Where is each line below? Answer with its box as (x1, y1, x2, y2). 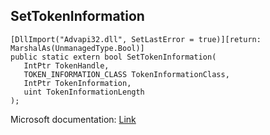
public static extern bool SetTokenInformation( (10, 52, 217, 62)
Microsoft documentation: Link (10, 113, 137, 125)
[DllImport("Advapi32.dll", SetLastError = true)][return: (10, 34, 262, 44)
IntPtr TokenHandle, (23, 60, 110, 71)
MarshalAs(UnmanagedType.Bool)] (10, 43, 145, 53)
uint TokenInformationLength (23, 87, 145, 97)
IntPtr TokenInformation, (23, 78, 132, 88)
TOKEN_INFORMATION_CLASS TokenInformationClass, (23, 69, 230, 79)
